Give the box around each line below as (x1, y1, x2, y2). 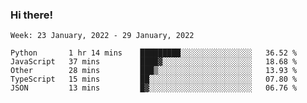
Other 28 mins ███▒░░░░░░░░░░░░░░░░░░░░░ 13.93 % (10, 66, 298, 76)
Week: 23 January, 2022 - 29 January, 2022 (10, 31, 195, 41)
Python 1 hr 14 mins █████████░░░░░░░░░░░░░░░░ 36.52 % (10, 48, 298, 58)
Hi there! (10, 8, 54, 22)
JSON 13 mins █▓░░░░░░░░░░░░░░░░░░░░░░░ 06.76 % (10, 83, 298, 93)
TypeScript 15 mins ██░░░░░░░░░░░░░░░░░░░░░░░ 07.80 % (10, 74, 298, 85)
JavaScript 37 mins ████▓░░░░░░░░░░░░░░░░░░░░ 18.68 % (10, 57, 298, 67)
